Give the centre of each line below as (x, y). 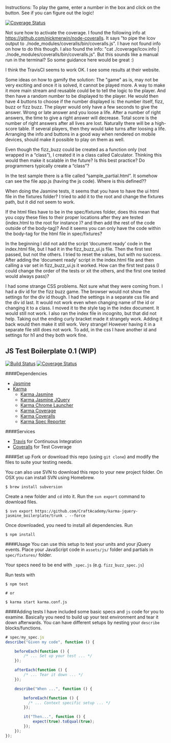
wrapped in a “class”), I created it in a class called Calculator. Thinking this (84, 155)
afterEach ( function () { (41, 670)
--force (77, 516)
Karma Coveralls (38, 416)
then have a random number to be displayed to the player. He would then (82, 96)
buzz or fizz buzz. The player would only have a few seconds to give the (81, 107)
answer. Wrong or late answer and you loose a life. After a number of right (83, 112)
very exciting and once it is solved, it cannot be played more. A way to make (85, 85)
